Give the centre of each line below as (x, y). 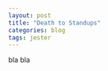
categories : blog (37, 30)
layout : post (30, 15)
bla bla (19, 60)
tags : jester (30, 37)
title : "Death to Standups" (55, 23)
